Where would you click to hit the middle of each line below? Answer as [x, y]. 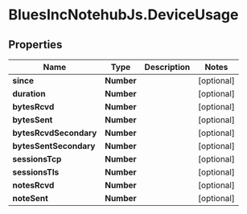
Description [167, 67]
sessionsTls [36, 172]
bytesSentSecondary [54, 146]
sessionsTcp [37, 159]
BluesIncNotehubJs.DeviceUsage [123, 15]
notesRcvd [33, 185]
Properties [35, 45]
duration [29, 94]
